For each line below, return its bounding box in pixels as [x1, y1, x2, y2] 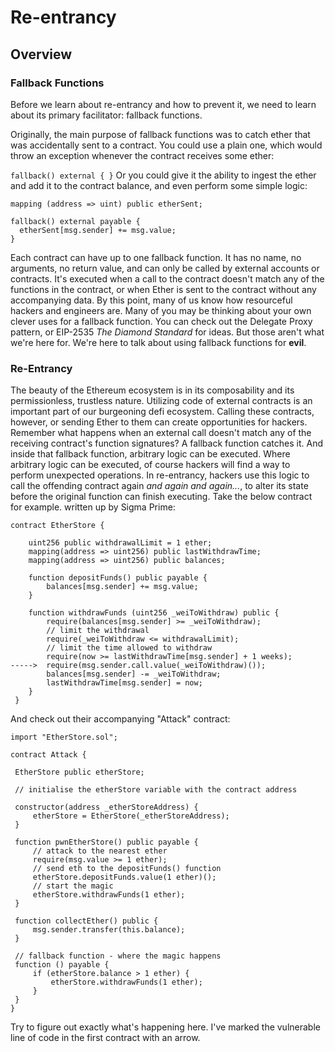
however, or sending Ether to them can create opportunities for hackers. [10, 416, 308, 428]
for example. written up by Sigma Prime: [10, 501, 176, 513]
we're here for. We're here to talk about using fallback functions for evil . [10, 336, 307, 348]
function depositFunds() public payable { [28, 573, 208, 583]
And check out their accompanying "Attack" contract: [10, 713, 231, 725]
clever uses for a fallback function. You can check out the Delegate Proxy [10, 315, 313, 327]
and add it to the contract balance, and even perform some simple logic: [10, 179, 308, 191]
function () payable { [14, 960, 110, 970]
